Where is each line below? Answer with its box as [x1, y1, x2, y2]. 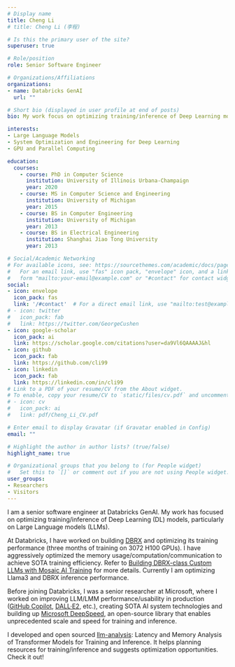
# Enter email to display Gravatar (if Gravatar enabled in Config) [7, 424, 211, 431]
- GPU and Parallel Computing [7, 145, 96, 152]
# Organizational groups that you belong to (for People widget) [7, 462, 201, 469]
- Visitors [7, 488, 39, 495]
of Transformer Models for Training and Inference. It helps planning [7, 638, 201, 646]
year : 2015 [25, 203, 58, 210]
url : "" [13, 94, 36, 101]
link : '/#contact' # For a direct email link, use [13, 301, 168, 308]
